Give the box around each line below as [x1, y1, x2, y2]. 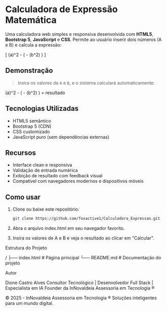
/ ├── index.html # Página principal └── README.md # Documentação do [5, 255, 161, 261]
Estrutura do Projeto [5, 245, 47, 251]
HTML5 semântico [12, 118, 52, 124]
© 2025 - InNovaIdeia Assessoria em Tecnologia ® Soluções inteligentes [5, 295, 157, 301]
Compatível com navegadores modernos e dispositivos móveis [12, 178, 144, 184]
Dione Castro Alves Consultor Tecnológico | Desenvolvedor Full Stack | [5, 280, 153, 286]
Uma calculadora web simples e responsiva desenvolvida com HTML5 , [5, 31, 153, 37]
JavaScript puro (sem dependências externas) [12, 134, 110, 140]
